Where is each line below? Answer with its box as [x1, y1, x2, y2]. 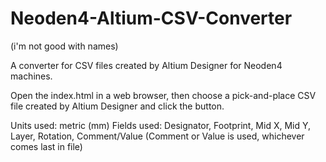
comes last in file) [10, 140, 83, 152]
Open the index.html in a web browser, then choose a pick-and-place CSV [10, 89, 317, 101]
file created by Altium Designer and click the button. [10, 100, 225, 112]
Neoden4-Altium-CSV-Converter [10, 7, 293, 30]
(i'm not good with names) [10, 40, 119, 52]
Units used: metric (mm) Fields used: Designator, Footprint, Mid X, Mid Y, [10, 119, 312, 131]
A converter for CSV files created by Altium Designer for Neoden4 [10, 59, 283, 71]
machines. [10, 70, 53, 82]
